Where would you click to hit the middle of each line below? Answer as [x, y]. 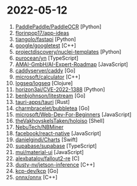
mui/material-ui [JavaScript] [50, 152]
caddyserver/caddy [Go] [45, 70]
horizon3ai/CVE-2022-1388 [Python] [60, 89]
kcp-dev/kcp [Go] [37, 171]
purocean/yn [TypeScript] [47, 58]
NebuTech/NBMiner [39, 127]
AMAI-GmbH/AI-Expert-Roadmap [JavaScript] [72, 64]
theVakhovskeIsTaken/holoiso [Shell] [60, 120]
